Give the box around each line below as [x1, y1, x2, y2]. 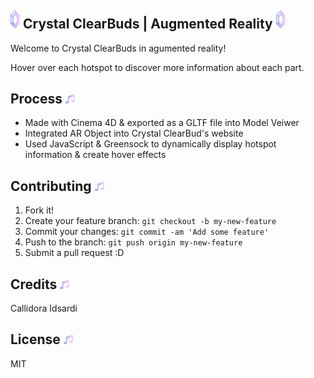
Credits [10, 276, 58, 293]
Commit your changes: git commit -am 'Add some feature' [24, 226, 270, 238]
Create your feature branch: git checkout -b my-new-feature [24, 215, 277, 227]
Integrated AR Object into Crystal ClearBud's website [24, 127, 244, 140]
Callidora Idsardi [10, 302, 78, 315]
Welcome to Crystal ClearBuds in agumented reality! [10, 42, 227, 54]
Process [10, 91, 63, 108]
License [10, 331, 61, 348]
